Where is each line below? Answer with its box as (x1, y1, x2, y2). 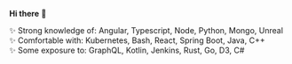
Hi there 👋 (9, 9, 47, 18)
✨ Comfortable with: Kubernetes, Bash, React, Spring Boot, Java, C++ (9, 35, 265, 46)
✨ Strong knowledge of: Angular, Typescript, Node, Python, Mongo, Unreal (9, 25, 284, 35)
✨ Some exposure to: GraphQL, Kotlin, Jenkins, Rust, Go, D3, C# (9, 45, 245, 55)
